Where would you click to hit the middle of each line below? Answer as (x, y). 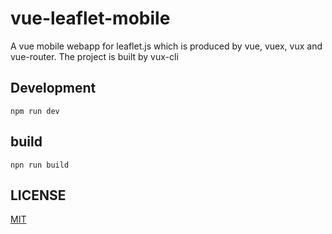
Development (53, 88)
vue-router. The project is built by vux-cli (94, 56)
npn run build (40, 165)
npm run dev (35, 111)
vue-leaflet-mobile (90, 18)
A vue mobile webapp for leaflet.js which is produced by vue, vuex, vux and (166, 46)
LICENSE (38, 195)
